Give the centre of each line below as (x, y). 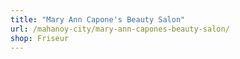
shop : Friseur (40, 38)
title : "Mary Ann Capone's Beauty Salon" (98, 19)
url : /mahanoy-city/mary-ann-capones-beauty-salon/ (120, 29)
